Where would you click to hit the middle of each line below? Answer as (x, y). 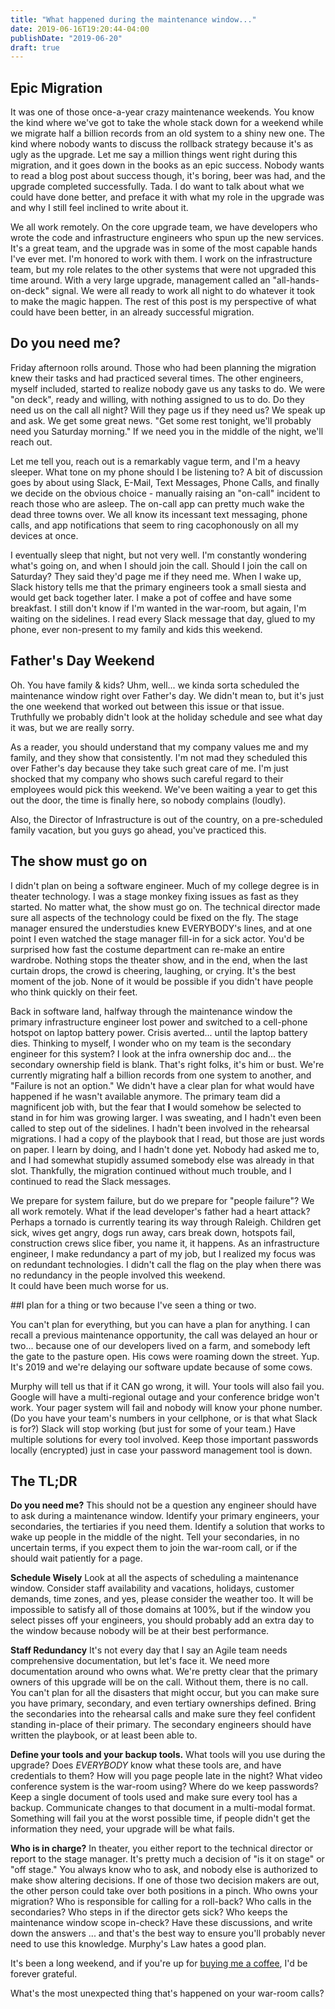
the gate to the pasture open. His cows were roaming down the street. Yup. (165, 1356)
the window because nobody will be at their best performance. (140, 1631)
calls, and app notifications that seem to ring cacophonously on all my (154, 525)
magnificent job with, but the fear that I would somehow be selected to (156, 1107)
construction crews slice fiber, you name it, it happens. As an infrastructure (165, 1243)
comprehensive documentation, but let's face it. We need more (140, 1661)
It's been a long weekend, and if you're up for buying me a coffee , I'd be (159, 1963)
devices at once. (44, 535)
